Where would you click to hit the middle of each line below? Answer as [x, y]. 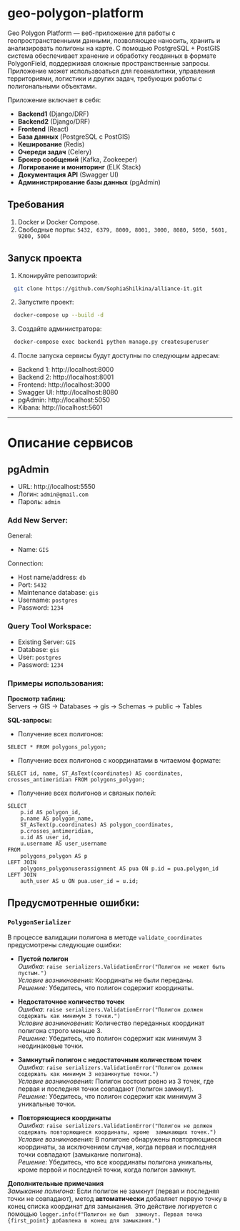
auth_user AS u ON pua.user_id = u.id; [80, 881]
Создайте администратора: [60, 329]
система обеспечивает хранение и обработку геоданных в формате [112, 56]
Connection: [25, 563]
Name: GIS [33, 550]
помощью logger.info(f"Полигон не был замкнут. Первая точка [105, 1214]
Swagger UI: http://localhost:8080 [68, 392]
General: [20, 536]
